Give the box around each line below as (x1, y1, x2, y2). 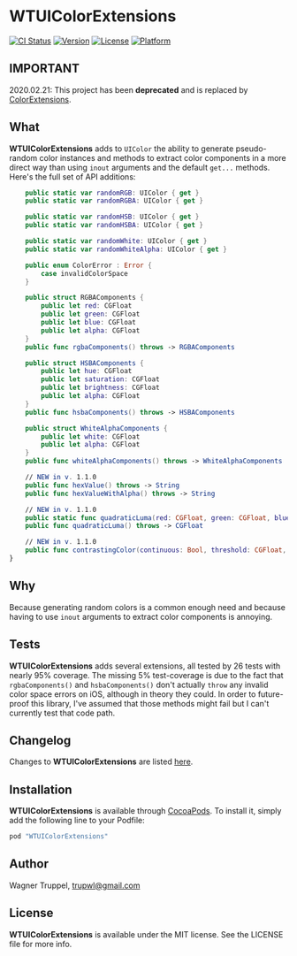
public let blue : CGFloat (41, 318, 137, 327)
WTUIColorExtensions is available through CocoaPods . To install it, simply (9, 806, 282, 816)
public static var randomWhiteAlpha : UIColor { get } (25, 245, 227, 254)
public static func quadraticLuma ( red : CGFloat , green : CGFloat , (25, 513, 271, 523)
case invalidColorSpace (41, 269, 128, 278)
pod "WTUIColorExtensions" (9, 832, 109, 841)
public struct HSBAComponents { (25, 358, 144, 368)
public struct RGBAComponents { (25, 294, 144, 302)
